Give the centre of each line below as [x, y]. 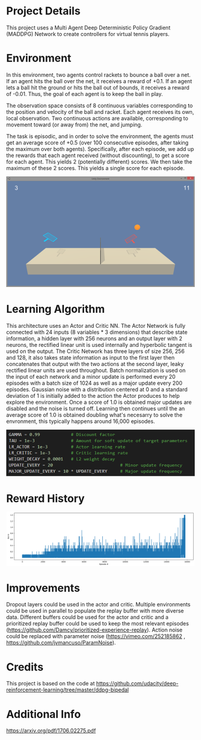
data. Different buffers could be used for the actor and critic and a [87, 617]
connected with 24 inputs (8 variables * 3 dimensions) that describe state [97, 332]
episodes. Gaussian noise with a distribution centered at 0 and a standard [97, 389]
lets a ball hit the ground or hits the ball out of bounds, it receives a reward [98, 87]
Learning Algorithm [56, 309]
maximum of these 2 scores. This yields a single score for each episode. [95, 168]
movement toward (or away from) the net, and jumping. [74, 125]
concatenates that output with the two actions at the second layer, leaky [95, 364]
